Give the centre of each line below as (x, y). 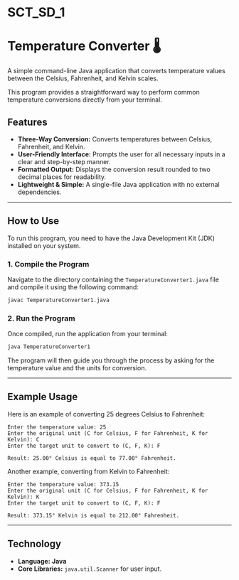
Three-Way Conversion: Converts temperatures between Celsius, (115, 139)
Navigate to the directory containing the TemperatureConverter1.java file (113, 280)
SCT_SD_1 (36, 12)
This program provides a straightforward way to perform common (104, 92)
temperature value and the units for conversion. (77, 368)
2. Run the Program (42, 318)
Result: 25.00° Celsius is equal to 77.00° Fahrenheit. (92, 458)
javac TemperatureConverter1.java (59, 300)
